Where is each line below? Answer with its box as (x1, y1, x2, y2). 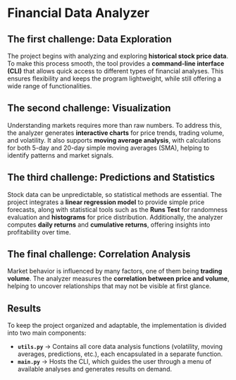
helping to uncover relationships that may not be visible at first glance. (7, 282, 211, 290)
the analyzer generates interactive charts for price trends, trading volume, (7, 129, 225, 137)
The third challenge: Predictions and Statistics (7, 172, 216, 184)
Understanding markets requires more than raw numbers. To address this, (7, 121, 222, 129)
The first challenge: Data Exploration (7, 33, 172, 45)
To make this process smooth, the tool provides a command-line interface (7, 59, 225, 68)
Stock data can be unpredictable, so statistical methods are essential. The (7, 190, 222, 198)
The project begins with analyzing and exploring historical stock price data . (7, 52, 229, 60)
